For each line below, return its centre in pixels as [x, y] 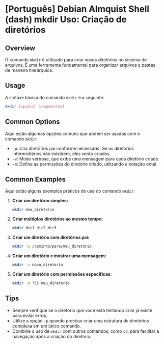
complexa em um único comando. [46, 326]
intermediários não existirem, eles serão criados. [61, 154]
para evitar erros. [30, 316]
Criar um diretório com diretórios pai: [51, 238]
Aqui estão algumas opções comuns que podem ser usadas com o [73, 133]
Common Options [33, 122]
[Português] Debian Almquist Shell [77, 9]
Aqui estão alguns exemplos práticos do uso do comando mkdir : [70, 191]
